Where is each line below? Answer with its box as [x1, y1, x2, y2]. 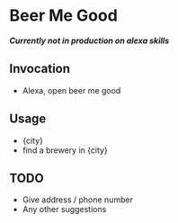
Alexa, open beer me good [22, 85, 121, 95]
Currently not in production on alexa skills [9, 35, 170, 46]
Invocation [9, 61, 70, 76]
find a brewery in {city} [22, 145, 108, 156]
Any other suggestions [22, 204, 107, 215]
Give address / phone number [22, 194, 133, 205]
